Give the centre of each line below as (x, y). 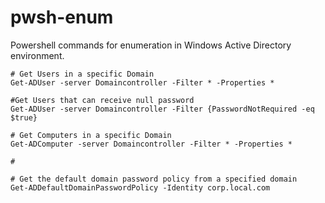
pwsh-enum (62, 17)
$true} (24, 117)
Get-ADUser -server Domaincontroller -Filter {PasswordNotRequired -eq (162, 109)
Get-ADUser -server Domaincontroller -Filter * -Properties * (142, 82)
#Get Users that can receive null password (102, 100)
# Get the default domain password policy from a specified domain (154, 179)
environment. (37, 55)
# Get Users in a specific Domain (82, 74)
